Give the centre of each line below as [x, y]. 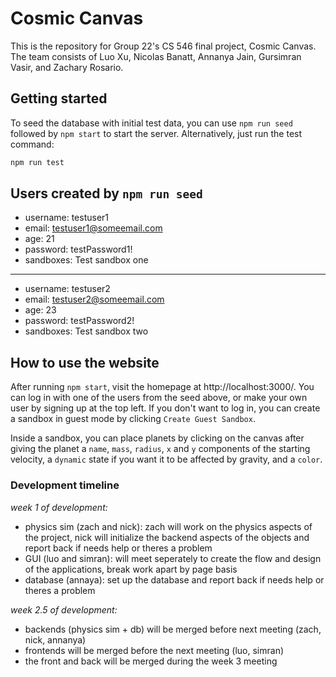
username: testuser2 [67, 289]
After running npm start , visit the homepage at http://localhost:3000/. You [162, 387]
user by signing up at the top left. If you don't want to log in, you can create [165, 408]
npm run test [37, 162]
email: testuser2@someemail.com [94, 299]
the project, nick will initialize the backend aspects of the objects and [167, 537]
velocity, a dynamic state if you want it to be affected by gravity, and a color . [166, 459]
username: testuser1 [67, 218]
